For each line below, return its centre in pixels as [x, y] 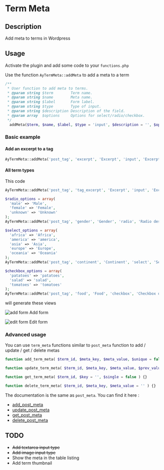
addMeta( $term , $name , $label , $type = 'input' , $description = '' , [81, 125]
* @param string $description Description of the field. [66, 111]
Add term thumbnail [32, 463]
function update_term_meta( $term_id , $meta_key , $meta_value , [71, 368]
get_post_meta [27, 415]
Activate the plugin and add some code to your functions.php [67, 65]
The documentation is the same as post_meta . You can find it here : [72, 395]
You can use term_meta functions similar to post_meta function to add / [75, 345]
